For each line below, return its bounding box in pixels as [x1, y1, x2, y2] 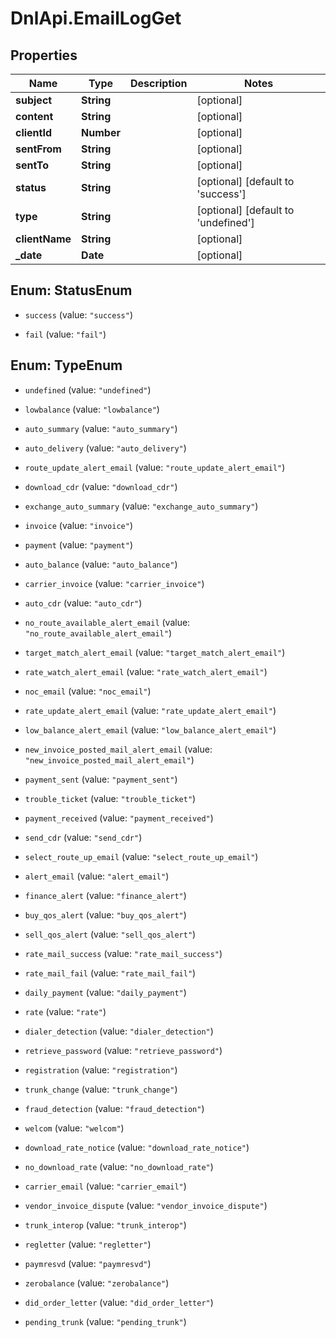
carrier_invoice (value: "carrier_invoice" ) [24, 577, 205, 589]
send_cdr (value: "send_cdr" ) [24, 831, 143, 843]
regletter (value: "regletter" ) [24, 1238, 152, 1250]
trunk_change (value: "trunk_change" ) [24, 1083, 178, 1095]
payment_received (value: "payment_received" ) [24, 812, 214, 824]
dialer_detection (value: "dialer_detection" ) [24, 1025, 214, 1037]
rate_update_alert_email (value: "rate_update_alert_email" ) [24, 704, 277, 716]
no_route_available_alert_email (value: [24, 616, 191, 628]
